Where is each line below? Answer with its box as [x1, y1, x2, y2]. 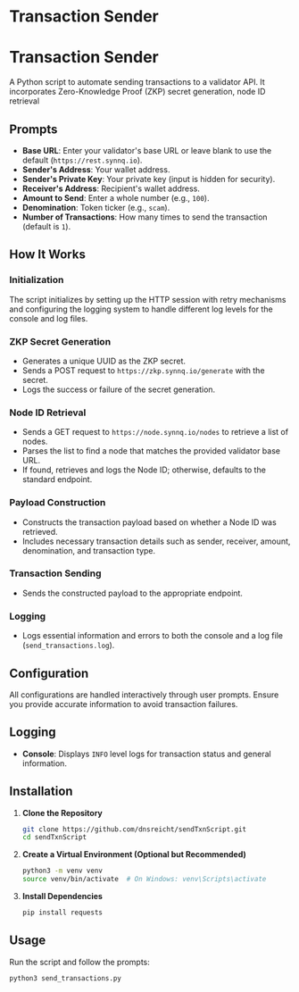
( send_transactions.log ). [21, 640, 115, 651]
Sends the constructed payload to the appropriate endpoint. [21, 588, 244, 598]
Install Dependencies [21, 891, 103, 902]
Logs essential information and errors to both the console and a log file [21, 630, 284, 641]
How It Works [9, 247, 87, 263]
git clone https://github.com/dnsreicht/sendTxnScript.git [21, 824, 247, 834]
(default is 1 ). [21, 221, 71, 231]
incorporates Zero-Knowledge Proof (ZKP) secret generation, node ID [9, 87, 266, 97]
